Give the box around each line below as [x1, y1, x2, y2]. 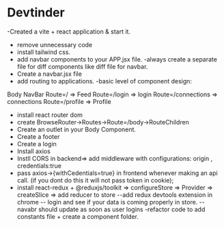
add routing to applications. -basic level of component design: [16, 77, 193, 85]
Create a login [16, 139, 57, 148]
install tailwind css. [16, 48, 70, 56]
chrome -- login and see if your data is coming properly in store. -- [16, 198, 205, 206]
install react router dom [16, 111, 83, 119]
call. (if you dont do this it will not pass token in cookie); [16, 176, 174, 184]
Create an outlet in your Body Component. [16, 125, 137, 133]
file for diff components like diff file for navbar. [16, 62, 148, 70]
